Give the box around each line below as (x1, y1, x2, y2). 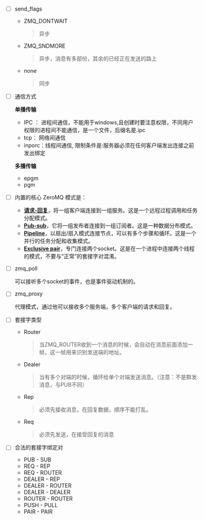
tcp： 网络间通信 (23, 134, 66, 141)
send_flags (14, 6, 42, 12)
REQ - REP (23, 462, 51, 470)
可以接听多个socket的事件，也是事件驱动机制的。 (14, 278, 139, 285)
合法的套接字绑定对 (14, 444, 64, 451)
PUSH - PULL (23, 502, 58, 509)
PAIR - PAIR (23, 508, 53, 516)
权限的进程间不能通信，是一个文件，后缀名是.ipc (23, 127, 146, 134)
